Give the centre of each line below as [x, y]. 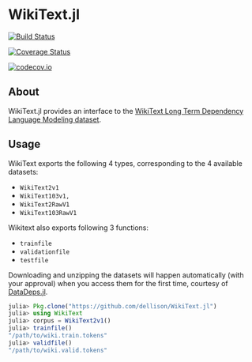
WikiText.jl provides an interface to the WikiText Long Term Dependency [126, 111]
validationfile [45, 252]
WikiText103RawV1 [48, 213]
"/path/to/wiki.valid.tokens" [58, 350]
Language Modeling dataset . [55, 119]
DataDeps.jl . [28, 292]
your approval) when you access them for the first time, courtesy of [118, 283]
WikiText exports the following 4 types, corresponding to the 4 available [125, 163]
